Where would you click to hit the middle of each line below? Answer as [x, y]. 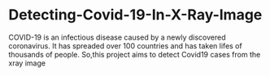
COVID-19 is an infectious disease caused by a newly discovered [117, 37]
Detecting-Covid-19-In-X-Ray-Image [135, 15]
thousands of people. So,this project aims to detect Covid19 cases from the [135, 54]
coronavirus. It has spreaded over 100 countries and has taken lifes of [125, 45]
